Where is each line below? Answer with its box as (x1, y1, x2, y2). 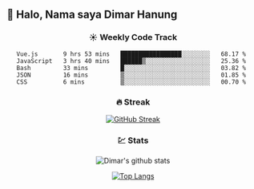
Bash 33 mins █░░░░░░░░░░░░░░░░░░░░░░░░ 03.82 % (16, 64, 247, 72)
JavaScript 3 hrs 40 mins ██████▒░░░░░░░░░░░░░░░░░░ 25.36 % (16, 57, 247, 65)
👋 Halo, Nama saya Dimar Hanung (6, 8, 178, 22)
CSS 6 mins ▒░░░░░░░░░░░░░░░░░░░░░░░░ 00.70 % (16, 77, 247, 86)
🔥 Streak (115, 96, 151, 108)
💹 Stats (117, 135, 149, 146)
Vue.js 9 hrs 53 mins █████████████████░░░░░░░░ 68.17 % (16, 49, 247, 58)
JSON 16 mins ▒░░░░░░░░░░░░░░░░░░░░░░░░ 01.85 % (16, 71, 247, 79)
